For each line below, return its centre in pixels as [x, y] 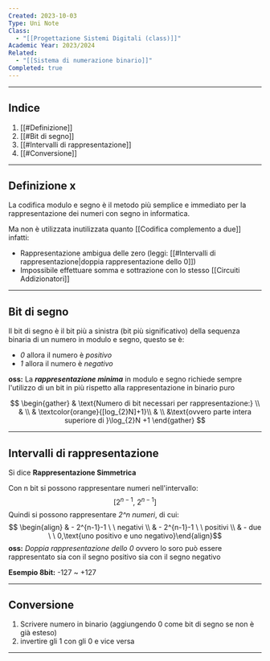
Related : [23, 53]
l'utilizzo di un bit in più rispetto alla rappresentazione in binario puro [122, 388]
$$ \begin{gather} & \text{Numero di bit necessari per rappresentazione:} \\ [135, 403]
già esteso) [39, 633]
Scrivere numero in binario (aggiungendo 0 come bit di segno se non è [137, 624]
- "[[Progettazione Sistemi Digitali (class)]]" [98, 38]
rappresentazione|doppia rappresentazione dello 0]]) [108, 262]
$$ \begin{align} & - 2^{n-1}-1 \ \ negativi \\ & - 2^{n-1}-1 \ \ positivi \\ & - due [135, 527]
